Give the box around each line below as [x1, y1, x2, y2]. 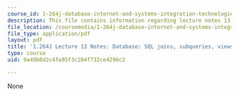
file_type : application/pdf [7, 30, 91, 37]
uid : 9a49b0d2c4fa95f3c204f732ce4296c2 [7, 56, 126, 64]
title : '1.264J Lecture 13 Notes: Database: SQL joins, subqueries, [7, 43, 215, 50]
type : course [7, 50, 46, 57]
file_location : [7, 23, 53, 30]
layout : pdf [7, 37, 43, 44]
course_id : [7, 10, 40, 18]
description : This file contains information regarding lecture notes [7, 17, 221, 24]
